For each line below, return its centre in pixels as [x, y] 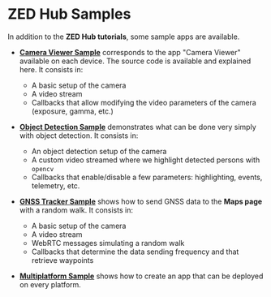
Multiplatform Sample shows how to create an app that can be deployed [141, 276]
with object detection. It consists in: [79, 136]
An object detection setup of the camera [99, 151]
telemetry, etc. [56, 185]
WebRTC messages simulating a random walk [108, 243]
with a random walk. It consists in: [76, 210]
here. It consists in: [51, 69]
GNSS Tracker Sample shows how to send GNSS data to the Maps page [141, 201]
